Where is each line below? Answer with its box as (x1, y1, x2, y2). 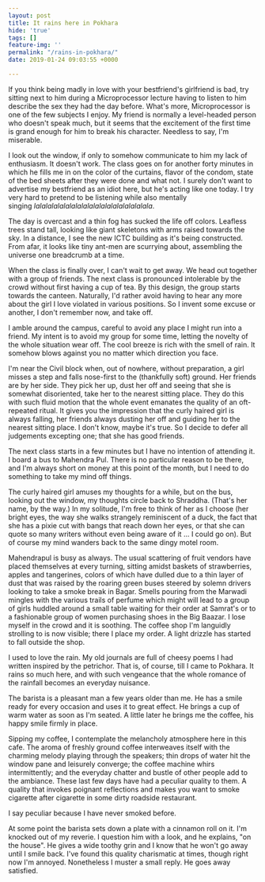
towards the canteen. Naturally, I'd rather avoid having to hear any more (8, 290, 243, 300)
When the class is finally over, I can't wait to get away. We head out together (8, 265, 258, 274)
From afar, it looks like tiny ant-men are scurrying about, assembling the (8, 241, 243, 251)
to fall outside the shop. (8, 637, 85, 646)
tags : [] (8, 33, 37, 42)
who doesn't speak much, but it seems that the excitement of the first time (8, 118, 251, 128)
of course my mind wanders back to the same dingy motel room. (8, 537, 219, 547)
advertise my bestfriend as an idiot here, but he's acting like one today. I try (8, 184, 255, 194)
